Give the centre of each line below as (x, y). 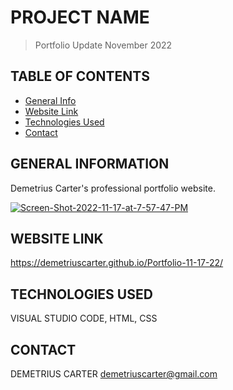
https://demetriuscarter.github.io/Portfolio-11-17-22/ (117, 263)
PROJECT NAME (80, 17)
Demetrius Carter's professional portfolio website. (113, 188)
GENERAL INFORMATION (90, 164)
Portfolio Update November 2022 (103, 45)
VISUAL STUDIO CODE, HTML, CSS (84, 318)
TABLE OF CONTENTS (80, 76)
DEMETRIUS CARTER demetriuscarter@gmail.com (114, 374)
